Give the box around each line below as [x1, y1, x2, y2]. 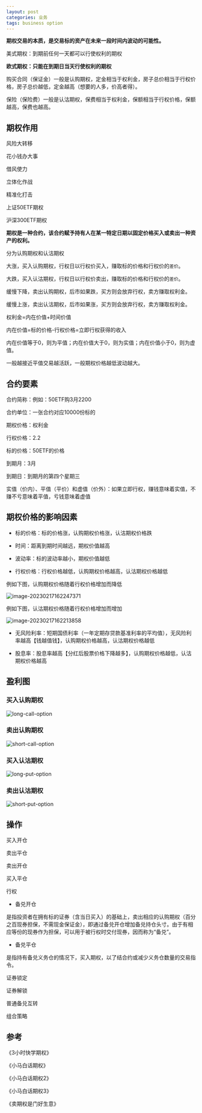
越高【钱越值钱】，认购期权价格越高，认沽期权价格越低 [20, 637, 155, 644]
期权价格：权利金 [6, 422, 49, 428]
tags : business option [6, 20, 63, 26]
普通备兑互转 [6, 1000, 38, 1007]
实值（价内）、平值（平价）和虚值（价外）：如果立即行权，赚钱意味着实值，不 [6, 486, 196, 492]
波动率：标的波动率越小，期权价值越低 [14, 555, 110, 562]
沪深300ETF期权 [6, 217, 47, 224]
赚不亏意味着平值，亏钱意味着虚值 [6, 493, 91, 500]
